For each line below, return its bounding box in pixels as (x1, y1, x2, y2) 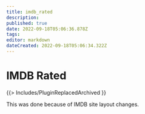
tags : (6, 32, 20, 38)
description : (6, 15, 39, 21)
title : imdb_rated (6, 8, 53, 15)
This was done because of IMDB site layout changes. (6, 101, 140, 108)
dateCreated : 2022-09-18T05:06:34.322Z (6, 43, 107, 49)
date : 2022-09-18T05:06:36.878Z (6, 25, 88, 32)
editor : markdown (6, 37, 50, 43)
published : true (6, 20, 47, 26)
